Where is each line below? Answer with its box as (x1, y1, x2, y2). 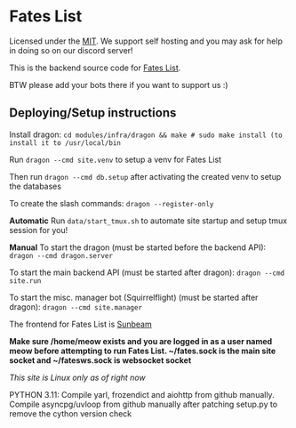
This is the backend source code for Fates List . (9, 62, 181, 73)
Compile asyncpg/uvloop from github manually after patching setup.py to (9, 399, 278, 409)
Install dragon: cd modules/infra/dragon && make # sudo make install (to (9, 129, 283, 140)
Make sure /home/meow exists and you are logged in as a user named (9, 335, 273, 346)
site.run (9, 276, 42, 286)
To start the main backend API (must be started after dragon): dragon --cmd (9, 267, 285, 278)
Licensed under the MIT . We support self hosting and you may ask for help (9, 36, 283, 46)
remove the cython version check (9, 408, 132, 419)
